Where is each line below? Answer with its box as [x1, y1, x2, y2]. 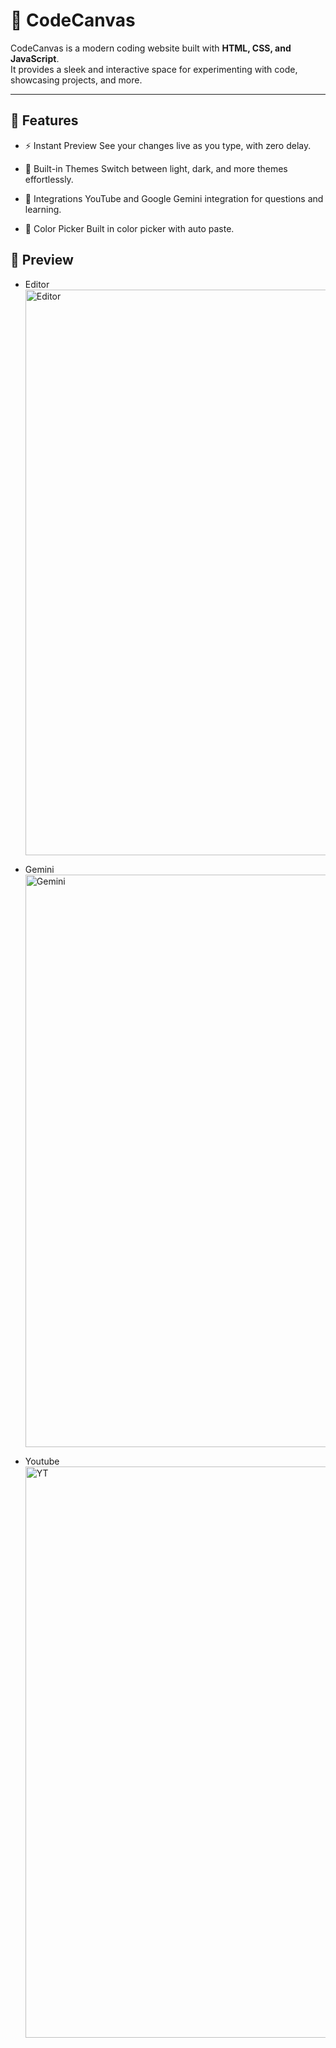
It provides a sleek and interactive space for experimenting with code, [10, 63, 298, 75]
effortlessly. [24, 173, 74, 185]
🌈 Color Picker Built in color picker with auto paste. [24, 222, 235, 234]
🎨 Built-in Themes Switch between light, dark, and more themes [24, 162, 288, 174]
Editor [24, 278, 50, 290]
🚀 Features [10, 112, 79, 129]
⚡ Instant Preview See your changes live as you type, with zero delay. [24, 139, 312, 151]
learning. [24, 203, 62, 215]
